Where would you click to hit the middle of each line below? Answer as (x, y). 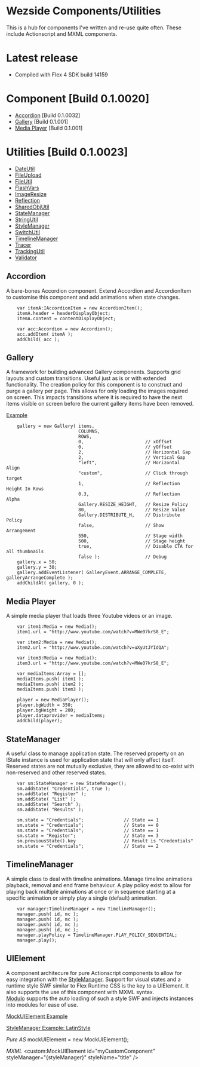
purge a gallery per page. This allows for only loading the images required (97, 391)
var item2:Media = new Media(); (57, 643)
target (14, 479)
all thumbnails (25, 552)
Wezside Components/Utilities (84, 11)
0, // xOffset (125, 442)
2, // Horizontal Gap (135, 452)
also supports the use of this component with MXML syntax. (80, 992)
